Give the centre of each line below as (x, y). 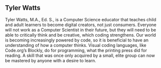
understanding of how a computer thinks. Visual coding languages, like (76, 45)
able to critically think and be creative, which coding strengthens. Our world (80, 35)
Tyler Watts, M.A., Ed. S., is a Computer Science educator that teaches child (80, 19)
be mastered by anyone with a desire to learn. (51, 60)
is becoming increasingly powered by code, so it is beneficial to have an (77, 40)
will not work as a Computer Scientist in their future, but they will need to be (80, 30)
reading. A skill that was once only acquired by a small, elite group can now (80, 55)
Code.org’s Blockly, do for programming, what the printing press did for (76, 50)
